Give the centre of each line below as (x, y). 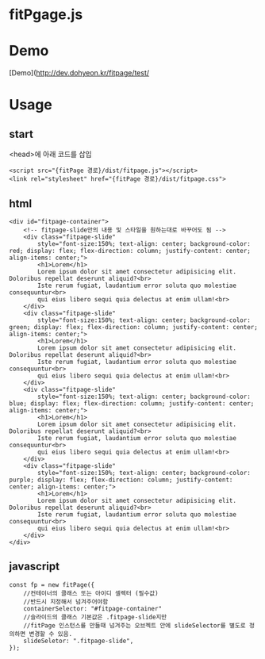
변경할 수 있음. (50, 634)
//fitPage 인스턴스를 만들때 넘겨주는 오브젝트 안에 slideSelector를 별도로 (134, 625)
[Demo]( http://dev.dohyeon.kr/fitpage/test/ (79, 73)
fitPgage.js (46, 15)
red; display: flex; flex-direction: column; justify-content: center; (130, 251)
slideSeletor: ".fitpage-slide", (79, 641)
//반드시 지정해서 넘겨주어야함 (66, 602)
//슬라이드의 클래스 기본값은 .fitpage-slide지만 (95, 617)
